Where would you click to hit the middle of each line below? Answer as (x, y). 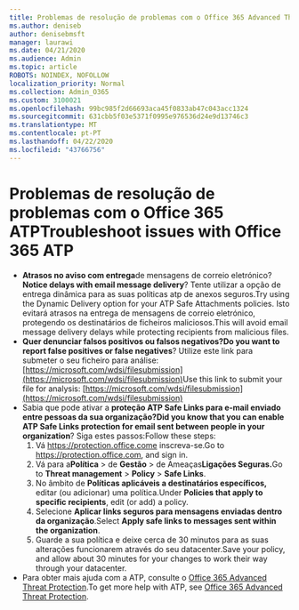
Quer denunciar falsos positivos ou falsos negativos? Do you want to (151, 341)
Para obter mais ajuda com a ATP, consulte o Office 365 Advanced (144, 577)
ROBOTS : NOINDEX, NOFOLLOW (59, 76)
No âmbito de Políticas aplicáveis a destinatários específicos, (151, 483)
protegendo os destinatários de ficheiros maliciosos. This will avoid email (155, 322)
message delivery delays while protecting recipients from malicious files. (155, 332)
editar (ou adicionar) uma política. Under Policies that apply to (149, 492)
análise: (145, 360)
